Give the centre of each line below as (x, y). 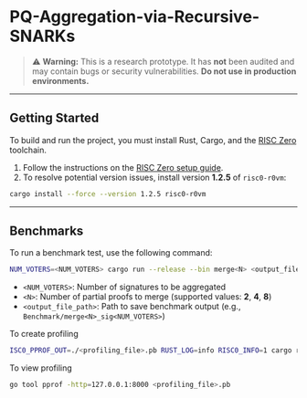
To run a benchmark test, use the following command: (111, 253)
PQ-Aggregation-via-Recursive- (135, 17)
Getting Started (54, 118)
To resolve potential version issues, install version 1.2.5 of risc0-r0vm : (154, 177)
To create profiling (44, 334)
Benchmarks (47, 231)
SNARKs (42, 36)
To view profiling (41, 368)
